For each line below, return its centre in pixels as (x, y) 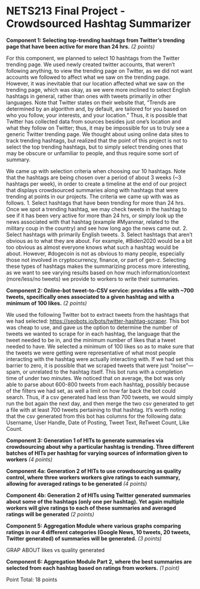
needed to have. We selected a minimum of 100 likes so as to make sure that (100, 346)
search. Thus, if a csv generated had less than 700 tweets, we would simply (100, 397)
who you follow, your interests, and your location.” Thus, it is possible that (97, 115)
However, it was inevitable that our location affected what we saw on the (96, 83)
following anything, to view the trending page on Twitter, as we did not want (99, 70)
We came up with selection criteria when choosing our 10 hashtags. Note (96, 171)
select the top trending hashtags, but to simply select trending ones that (95, 147)
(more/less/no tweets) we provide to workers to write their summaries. (93, 279)
